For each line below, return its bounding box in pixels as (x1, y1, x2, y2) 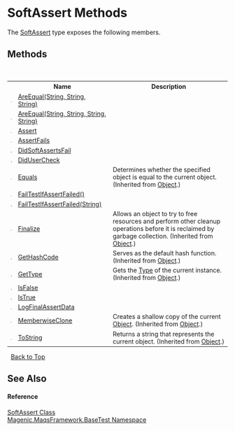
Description (151, 83, 187, 91)
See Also (7, 373, 47, 385)
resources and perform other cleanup (113, 217, 221, 225)
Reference (7, 392, 38, 400)
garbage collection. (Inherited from (113, 232, 213, 240)
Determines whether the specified (113, 166, 211, 174)
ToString (17, 334, 43, 341)
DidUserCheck (17, 155, 61, 164)
